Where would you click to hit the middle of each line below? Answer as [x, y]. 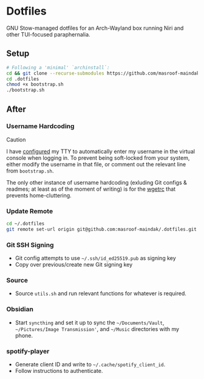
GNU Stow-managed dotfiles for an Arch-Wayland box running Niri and [95, 28]
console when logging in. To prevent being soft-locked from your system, [98, 158]
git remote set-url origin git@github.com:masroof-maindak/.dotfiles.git [102, 229]
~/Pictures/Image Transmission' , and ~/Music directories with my [97, 329]
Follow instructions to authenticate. [59, 371]
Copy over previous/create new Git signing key [74, 265]
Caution [16, 139]
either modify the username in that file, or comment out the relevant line [96, 164]
